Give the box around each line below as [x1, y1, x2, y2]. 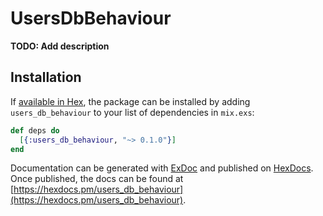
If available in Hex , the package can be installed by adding [10, 95, 251, 107]
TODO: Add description [10, 40, 110, 52]
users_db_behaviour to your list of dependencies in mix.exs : [10, 106, 255, 118]
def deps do [10, 125, 60, 136]
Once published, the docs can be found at [10, 173, 184, 185]
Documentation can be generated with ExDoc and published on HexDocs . [10, 162, 314, 174]
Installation [10, 69, 82, 86]
